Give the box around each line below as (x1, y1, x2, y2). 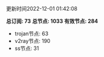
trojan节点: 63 (14, 30, 49, 37)
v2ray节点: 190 (14, 38, 51, 44)
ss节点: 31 (14, 45, 39, 52)
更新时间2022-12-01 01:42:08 (6, 5, 78, 12)
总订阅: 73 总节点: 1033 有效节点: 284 (6, 18, 98, 25)
